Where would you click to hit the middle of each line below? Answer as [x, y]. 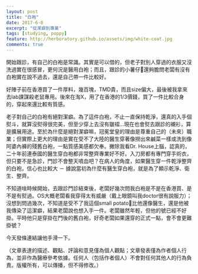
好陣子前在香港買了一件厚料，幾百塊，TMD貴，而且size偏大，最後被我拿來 [97, 89]
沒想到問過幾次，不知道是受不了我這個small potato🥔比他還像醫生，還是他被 [98, 203]
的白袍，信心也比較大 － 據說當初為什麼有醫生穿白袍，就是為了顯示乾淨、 [95, 168]
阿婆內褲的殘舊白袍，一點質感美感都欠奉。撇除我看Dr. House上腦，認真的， [98, 146]
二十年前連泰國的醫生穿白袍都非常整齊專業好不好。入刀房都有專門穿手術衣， [99, 154]
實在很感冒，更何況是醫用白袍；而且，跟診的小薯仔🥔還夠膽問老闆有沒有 [103, 69]
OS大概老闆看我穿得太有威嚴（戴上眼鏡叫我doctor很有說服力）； [114, 195]
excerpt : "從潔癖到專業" [34, 28]
